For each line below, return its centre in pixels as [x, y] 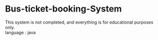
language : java [20, 32]
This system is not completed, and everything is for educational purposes [79, 22]
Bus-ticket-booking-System [64, 9]
